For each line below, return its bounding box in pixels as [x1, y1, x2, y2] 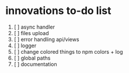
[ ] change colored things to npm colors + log [13, 48, 123, 55]
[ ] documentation [13, 60, 57, 68]
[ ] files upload [13, 29, 49, 36]
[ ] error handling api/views [13, 36, 79, 43]
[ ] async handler [13, 23, 55, 30]
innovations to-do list [5, 4, 111, 18]
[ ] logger [13, 42, 37, 49]
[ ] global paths [13, 54, 51, 61]
